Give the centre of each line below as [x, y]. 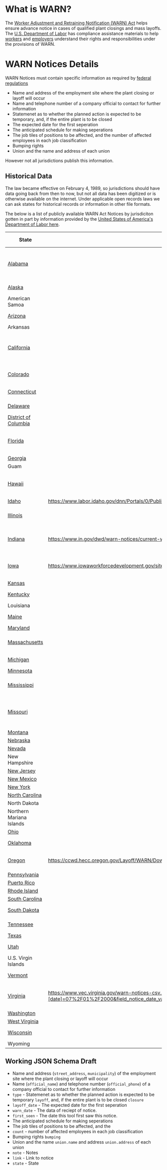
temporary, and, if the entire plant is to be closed [62, 119]
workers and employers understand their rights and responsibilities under [80, 39]
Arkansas [19, 327]
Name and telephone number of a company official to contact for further [86, 103]
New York [19, 787]
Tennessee [21, 924]
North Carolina [25, 795]
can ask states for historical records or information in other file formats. [78, 204]
